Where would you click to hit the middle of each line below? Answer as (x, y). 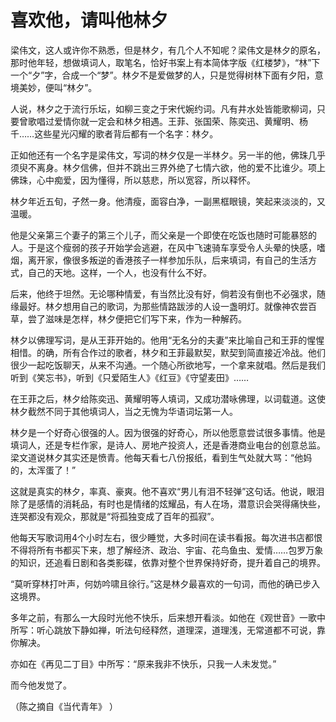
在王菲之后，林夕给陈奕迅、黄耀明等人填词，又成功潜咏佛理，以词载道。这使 (168, 398)
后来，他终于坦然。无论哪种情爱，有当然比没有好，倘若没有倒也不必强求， (163, 293)
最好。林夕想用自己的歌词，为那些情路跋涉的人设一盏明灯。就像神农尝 (163, 306)
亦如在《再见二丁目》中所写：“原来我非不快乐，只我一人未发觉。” (143, 663)
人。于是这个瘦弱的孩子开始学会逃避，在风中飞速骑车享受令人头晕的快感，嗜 (168, 247)
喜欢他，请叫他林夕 (89, 20)
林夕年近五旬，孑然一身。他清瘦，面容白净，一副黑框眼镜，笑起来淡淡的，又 (168, 201)
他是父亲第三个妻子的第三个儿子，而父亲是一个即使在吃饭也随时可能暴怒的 (163, 235)
